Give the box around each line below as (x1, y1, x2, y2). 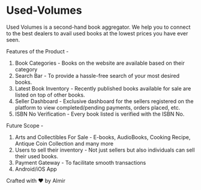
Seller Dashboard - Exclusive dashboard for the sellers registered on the (14, 97, 194, 105)
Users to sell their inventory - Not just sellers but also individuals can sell (14, 146, 195, 153)
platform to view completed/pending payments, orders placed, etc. (14, 104, 181, 111)
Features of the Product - (6, 47, 69, 55)
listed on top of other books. (14, 91, 85, 98)
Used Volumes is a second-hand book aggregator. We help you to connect (6, 23, 191, 31)
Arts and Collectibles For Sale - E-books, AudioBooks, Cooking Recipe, (14, 133, 191, 141)
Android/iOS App (14, 165, 57, 173)
